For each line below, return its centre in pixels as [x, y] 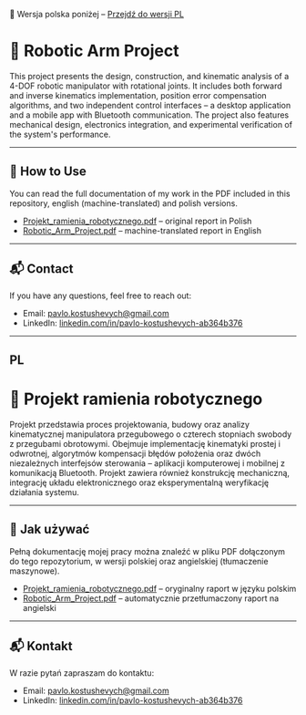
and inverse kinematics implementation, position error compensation [138, 95]
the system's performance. [60, 134]
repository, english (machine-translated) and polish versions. [124, 203]
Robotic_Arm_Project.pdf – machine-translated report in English [142, 230]
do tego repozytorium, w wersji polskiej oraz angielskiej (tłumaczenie [139, 561]
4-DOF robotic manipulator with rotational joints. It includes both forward [146, 86]
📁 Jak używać [50, 529]
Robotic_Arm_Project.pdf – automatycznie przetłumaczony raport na [151, 598]
